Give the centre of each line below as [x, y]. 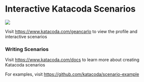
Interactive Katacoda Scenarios [70, 9]
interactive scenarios [26, 36]
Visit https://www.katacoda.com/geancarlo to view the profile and [71, 31]
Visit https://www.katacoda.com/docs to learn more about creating [72, 60]
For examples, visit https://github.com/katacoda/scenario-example [72, 74]
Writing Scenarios [27, 49]
